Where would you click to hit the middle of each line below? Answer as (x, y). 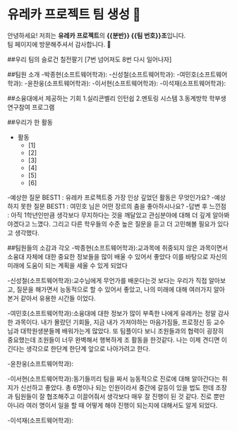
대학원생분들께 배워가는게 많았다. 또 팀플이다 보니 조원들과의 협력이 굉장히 (122, 331)
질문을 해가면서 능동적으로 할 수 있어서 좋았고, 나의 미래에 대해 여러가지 (114, 289)
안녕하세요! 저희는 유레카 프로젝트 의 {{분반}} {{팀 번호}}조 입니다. (97, 35)
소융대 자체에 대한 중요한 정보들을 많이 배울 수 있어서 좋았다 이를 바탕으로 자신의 (117, 256)
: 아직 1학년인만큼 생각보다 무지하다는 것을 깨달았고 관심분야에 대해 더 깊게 (109, 215)
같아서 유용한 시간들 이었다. (58, 298)
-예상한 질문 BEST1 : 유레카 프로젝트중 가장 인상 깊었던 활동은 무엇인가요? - (111, 197)
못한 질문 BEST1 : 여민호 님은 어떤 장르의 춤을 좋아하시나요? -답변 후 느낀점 (123, 206)
